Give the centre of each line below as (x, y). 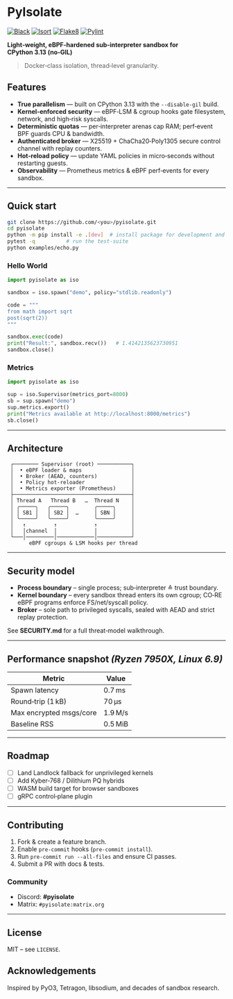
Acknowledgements (52, 971)
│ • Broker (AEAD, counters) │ (72, 477)
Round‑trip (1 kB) (39, 701)
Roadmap (28, 756)
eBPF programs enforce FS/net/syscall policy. (83, 603)
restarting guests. (42, 163)
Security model (41, 571)
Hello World (27, 266)
